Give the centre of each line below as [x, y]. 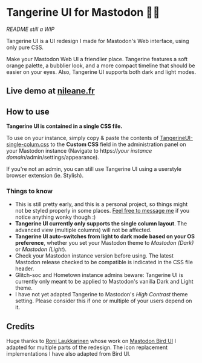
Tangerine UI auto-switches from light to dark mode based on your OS [105, 236]
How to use [28, 112]
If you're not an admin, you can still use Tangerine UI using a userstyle [94, 169]
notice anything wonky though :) [55, 217]
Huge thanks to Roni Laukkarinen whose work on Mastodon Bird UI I [91, 341]
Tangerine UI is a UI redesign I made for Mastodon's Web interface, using [98, 41]
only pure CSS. [25, 47]
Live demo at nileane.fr [50, 91]
